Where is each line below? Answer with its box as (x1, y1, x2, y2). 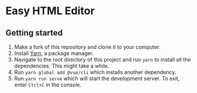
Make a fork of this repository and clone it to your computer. (14, 43, 160, 50)
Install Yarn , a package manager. (14, 50, 94, 57)
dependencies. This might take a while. (14, 62, 110, 69)
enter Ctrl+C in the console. (14, 81, 82, 88)
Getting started (5, 28, 63, 38)
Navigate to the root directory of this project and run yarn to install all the (14, 56, 191, 63)
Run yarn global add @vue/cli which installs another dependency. (14, 69, 176, 75)
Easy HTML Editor (5, 4, 95, 18)
